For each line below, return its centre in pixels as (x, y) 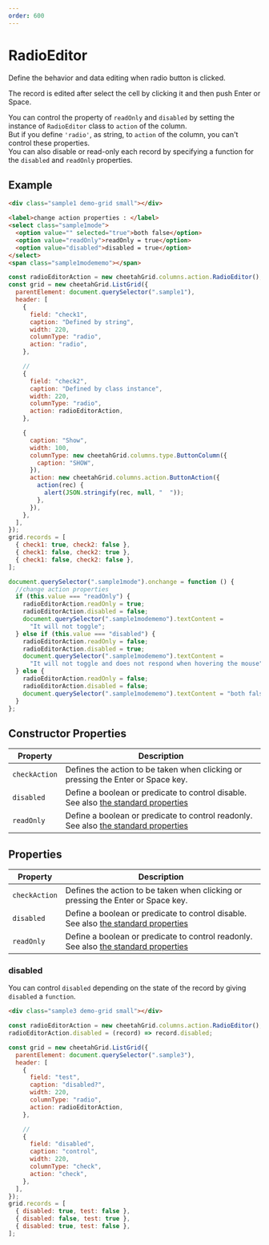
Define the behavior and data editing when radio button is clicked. (117, 78)
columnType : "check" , (66, 1167)
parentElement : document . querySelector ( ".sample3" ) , (105, 1055)
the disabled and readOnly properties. (70, 160)
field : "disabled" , (62, 1144)
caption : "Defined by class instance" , (96, 389)
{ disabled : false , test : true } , (73, 1219)
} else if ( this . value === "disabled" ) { (86, 634)
